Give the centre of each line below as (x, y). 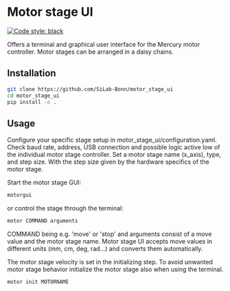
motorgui (20, 195)
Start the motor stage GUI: (44, 182)
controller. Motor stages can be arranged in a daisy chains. (90, 52)
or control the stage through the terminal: (65, 208)
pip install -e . (32, 102)
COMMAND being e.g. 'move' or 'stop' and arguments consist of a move (110, 234)
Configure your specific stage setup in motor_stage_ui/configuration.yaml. (112, 140)
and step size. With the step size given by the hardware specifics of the (108, 162)
